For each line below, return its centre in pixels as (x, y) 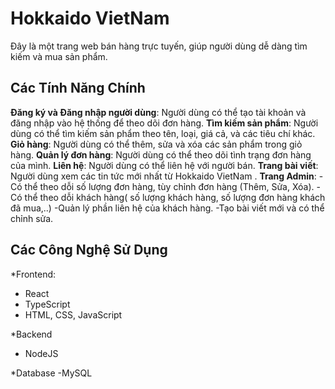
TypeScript (47, 304)
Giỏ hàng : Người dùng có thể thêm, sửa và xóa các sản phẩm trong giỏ (156, 144)
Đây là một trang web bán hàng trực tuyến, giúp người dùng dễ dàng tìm (159, 46)
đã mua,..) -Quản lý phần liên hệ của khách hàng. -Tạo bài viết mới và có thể (167, 208)
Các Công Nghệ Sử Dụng (89, 250)
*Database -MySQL (51, 373)
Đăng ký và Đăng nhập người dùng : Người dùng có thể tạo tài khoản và (158, 112)
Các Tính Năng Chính (78, 88)
